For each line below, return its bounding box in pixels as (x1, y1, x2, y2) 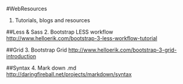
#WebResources (6, 5, 47, 12)
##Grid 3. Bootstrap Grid (6, 46, 67, 53)
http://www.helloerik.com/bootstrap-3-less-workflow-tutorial (6, 35, 158, 41)
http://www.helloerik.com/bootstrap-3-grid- (68, 46, 177, 53)
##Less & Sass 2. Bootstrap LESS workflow (6, 28, 113, 35)
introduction (6, 53, 37, 59)
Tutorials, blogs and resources (14, 17, 91, 23)
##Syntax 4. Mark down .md (6, 64, 77, 71)
